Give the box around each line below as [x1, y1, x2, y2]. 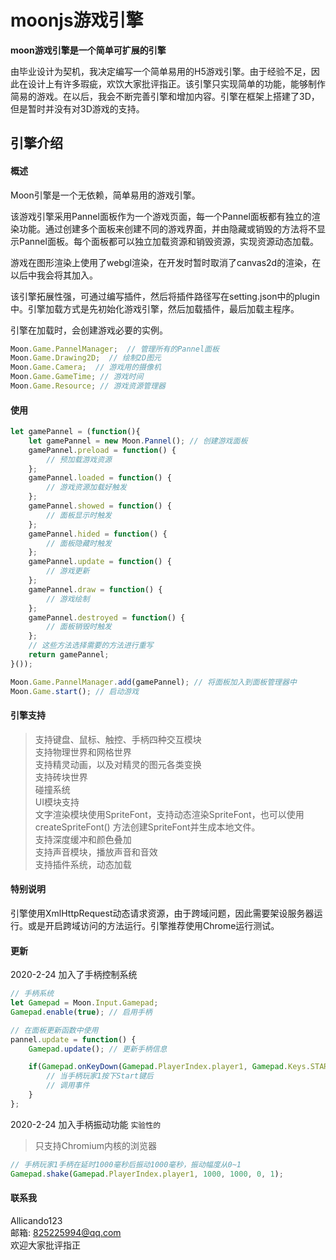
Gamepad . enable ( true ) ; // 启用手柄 [10, 1007, 153, 1017]
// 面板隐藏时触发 [46, 538, 112, 548]
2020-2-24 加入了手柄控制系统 [10, 969, 138, 981]
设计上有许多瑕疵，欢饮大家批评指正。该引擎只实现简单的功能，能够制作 [27, 77, 326, 90]
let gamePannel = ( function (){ [10, 427, 141, 437]
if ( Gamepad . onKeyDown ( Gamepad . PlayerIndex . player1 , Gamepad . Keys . [28, 1062, 311, 1072]
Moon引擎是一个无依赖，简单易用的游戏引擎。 [10, 189, 201, 201]
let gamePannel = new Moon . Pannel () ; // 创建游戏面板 [28, 436, 248, 446]
